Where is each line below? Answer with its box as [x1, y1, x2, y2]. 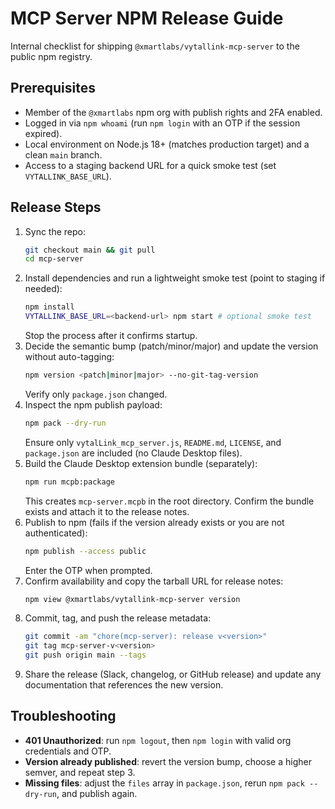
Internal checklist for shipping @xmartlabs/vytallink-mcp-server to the [10, 40, 300, 52]
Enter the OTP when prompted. [24, 564, 153, 576]
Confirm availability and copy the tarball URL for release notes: [24, 575, 284, 587]
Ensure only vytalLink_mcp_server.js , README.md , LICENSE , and [24, 436, 282, 448]
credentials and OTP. [24, 745, 112, 757]
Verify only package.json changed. [24, 388, 168, 400]
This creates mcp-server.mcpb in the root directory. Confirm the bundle [24, 495, 315, 507]
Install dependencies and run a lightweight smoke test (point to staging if [24, 272, 326, 284]
